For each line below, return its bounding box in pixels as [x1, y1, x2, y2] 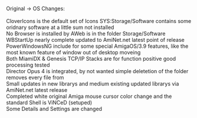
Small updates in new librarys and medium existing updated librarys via [6, 80, 179, 87]
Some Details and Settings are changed [6, 106, 102, 112]
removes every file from [6, 74, 64, 81]
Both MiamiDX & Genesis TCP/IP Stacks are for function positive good [6, 55, 176, 62]
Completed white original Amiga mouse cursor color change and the [6, 93, 172, 100]
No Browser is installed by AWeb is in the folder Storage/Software [6, 30, 166, 37]
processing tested [6, 61, 50, 68]
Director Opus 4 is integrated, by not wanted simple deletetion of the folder [6, 68, 189, 74]
